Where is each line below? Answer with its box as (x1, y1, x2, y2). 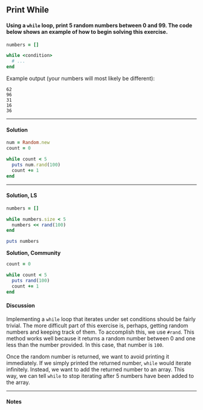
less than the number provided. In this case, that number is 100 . (6, 341, 164, 348)
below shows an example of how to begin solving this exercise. (6, 28, 168, 35)
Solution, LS (6, 192, 37, 199)
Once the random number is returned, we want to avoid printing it (6, 352, 169, 360)
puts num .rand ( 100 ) (11, 162, 61, 168)
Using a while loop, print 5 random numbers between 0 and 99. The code (6, 21, 193, 29)
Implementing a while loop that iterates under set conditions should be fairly (6, 315, 196, 323)
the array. (6, 379, 30, 386)
